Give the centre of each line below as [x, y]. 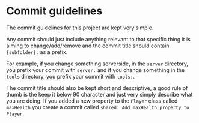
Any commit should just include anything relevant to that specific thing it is [98, 39]
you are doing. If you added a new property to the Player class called [92, 101]
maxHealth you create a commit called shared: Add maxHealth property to [98, 107]
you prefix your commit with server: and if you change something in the [96, 70]
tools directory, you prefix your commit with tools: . [71, 76]
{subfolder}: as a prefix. [37, 52]
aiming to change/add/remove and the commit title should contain [88, 46]
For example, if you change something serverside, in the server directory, [97, 64]
